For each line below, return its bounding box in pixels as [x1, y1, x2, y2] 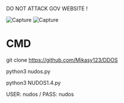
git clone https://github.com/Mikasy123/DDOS [6, 56, 118, 64]
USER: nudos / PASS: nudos [6, 91, 74, 98]
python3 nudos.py [6, 68, 51, 75]
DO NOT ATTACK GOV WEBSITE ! [6, 5, 88, 12]
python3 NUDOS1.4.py [6, 79, 61, 86]
